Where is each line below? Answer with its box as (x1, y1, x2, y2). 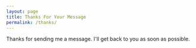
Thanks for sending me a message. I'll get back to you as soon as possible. (6, 36, 190, 43)
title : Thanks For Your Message (6, 14, 86, 20)
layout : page (6, 8, 39, 15)
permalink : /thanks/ (6, 19, 58, 25)
